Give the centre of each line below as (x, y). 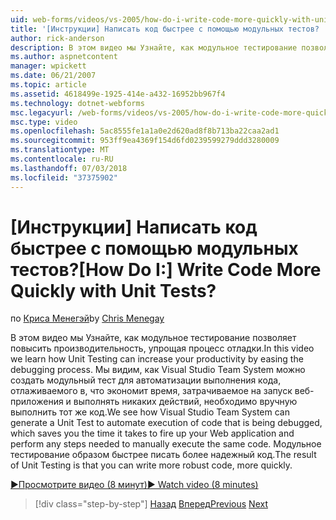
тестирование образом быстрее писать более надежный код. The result (163, 455)
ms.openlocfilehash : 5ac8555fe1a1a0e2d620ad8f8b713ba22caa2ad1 (145, 131)
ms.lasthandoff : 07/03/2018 (69, 168)
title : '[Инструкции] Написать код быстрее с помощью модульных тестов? (165, 29)
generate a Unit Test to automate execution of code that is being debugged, (166, 423)
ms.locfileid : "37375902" (64, 177)
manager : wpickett (48, 66)
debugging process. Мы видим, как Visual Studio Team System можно (158, 370)
